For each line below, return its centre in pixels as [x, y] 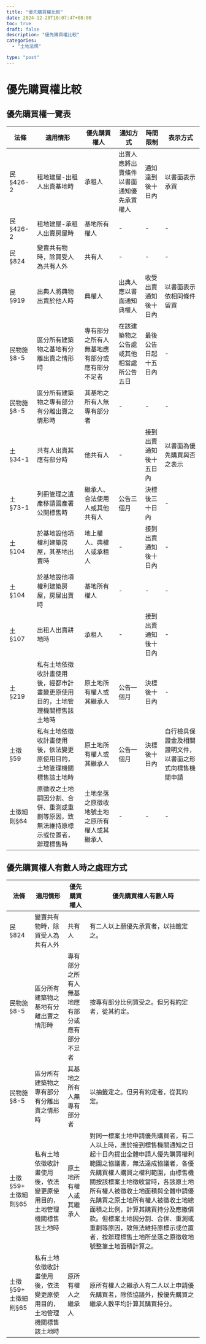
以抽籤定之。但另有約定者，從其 [136, 1092]
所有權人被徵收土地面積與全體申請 [139, 1191]
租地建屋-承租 [57, 223]
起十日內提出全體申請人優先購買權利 [142, 1154]
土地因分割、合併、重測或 [157, 1218]
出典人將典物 [55, 291]
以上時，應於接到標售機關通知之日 [145, 1144]
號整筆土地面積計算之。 [124, 1246]
